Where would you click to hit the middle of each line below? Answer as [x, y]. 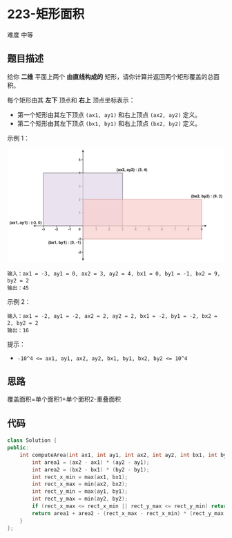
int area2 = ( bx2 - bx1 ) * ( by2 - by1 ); [91, 469]
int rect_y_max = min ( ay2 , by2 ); [80, 499]
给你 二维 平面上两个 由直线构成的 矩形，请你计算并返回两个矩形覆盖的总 [110, 76]
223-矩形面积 [46, 14]
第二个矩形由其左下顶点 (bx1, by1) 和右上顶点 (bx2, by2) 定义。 [109, 123]
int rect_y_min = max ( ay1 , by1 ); [80, 492]
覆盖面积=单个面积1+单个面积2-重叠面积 [64, 400]
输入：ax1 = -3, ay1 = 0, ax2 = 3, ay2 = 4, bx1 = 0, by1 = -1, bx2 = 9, [114, 274]
